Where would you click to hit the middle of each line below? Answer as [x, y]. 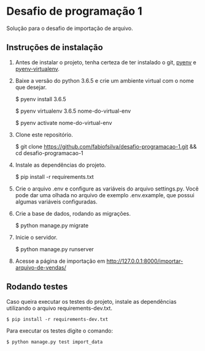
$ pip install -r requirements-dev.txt [57, 319]
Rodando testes [37, 287]
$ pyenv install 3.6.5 [41, 99]
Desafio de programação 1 [74, 11]
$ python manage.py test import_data [55, 342]
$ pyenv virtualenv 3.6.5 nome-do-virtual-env [73, 111]
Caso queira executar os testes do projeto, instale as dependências [91, 301]
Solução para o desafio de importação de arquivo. [70, 28]
